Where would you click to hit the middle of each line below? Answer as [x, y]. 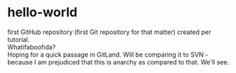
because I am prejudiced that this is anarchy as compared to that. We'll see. [118, 62]
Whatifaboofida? [32, 47]
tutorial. [18, 39]
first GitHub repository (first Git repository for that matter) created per [109, 32]
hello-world [43, 12]
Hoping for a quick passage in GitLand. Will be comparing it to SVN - [108, 55]
